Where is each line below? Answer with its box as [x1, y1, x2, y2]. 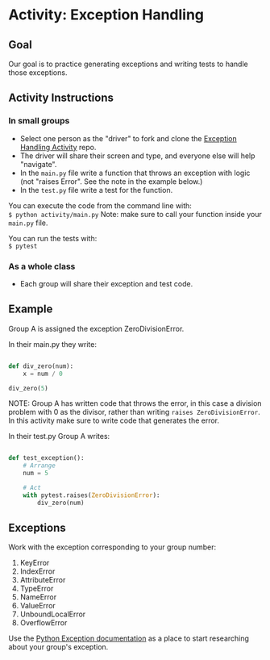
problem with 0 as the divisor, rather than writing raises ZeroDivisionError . [8, 407, 260, 417]
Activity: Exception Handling [8, 6, 204, 24]
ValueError [19, 601, 56, 611]
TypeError [19, 583, 54, 594]
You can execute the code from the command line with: [8, 200, 192, 211]
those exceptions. [8, 68, 68, 77]
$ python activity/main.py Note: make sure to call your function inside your [8, 209, 262, 219]
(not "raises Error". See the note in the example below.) [19, 176, 203, 186]
